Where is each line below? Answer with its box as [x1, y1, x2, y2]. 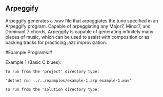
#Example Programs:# [5, 49, 52, 55]
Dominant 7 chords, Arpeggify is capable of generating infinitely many [5, 28, 154, 35]
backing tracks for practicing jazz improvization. [5, 39, 107, 45]
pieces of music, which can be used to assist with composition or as [5, 34, 150, 40]
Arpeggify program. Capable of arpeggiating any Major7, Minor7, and [5, 23, 151, 29]
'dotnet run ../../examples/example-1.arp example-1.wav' [5, 78, 132, 83]
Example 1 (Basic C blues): [5, 59, 62, 65]
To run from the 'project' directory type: [5, 69, 100, 74]
